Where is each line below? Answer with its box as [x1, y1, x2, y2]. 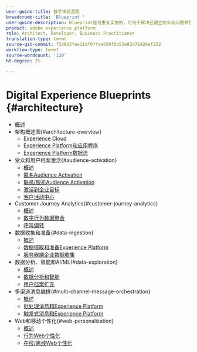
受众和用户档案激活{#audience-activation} [14, 157, 117, 164]
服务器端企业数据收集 [23, 251, 75, 258]
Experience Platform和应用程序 [23, 142, 98, 149]
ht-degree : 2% [6, 58, 41, 64]
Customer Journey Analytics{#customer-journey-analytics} [14, 200, 158, 207]
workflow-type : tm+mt [6, 47, 59, 53]
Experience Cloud [23, 135, 67, 142]
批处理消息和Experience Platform [23, 303, 104, 310]
